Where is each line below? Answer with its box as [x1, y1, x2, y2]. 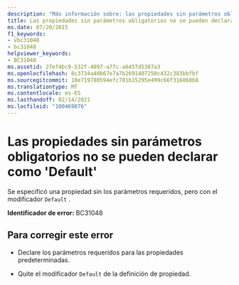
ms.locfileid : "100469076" [7, 103, 87, 110]
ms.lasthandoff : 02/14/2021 [7, 97, 91, 104]
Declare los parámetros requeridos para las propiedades [17, 248, 184, 257]
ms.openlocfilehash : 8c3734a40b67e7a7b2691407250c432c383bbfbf [7, 70, 199, 77]
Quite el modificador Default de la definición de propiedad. [17, 269, 191, 278]
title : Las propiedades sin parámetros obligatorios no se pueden [7, 17, 208, 24]
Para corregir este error [7, 229, 114, 242]
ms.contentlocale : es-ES [7, 90, 81, 97]
